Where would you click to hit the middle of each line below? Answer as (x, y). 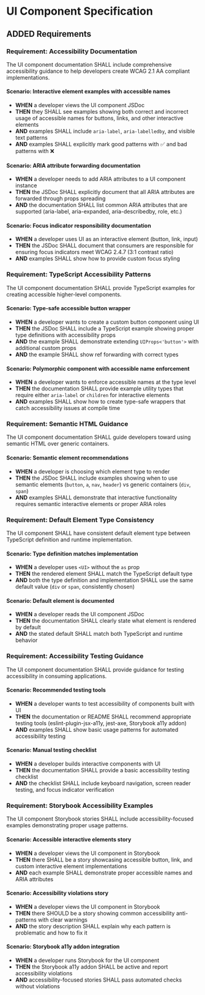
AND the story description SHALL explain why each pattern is (93, 926)
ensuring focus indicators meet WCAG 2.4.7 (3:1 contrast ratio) (94, 252)
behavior (26, 640)
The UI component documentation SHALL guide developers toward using (99, 437)
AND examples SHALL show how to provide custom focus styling (98, 259)
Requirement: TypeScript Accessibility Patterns (79, 275)
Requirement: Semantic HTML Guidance (67, 424)
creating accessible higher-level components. (64, 294)
